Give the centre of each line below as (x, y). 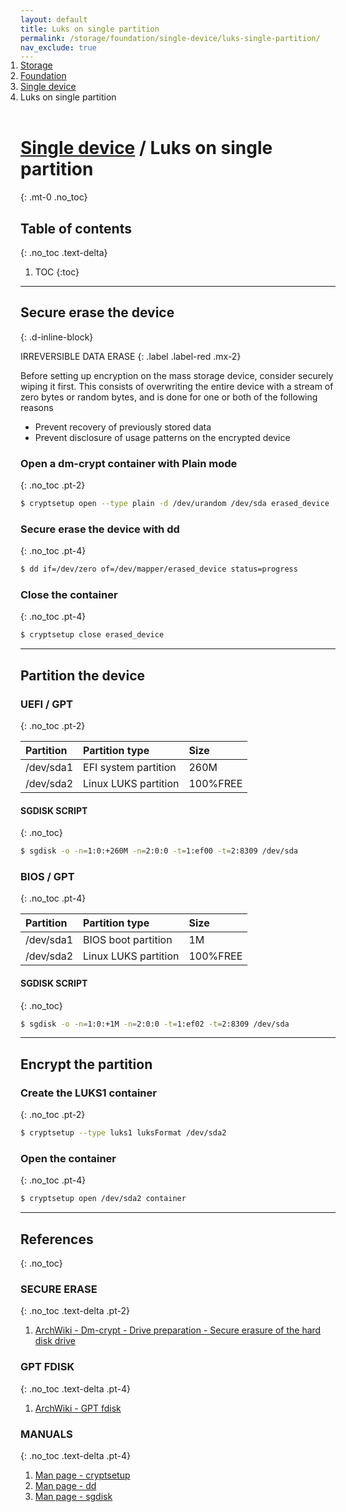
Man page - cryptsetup (82, 1475)
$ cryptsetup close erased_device (92, 635)
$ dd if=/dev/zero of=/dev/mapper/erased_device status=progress (159, 569)
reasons (37, 407)
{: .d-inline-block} (57, 337)
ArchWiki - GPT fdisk (78, 1408)
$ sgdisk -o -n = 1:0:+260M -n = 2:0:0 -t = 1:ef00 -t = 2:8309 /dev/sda (159, 851)
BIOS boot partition (128, 940)
